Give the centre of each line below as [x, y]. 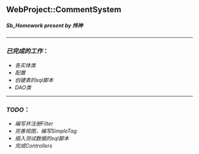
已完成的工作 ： [28, 51]
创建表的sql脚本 [34, 80]
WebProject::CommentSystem [64, 10]
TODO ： [18, 110]
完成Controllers [33, 145]
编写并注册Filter [34, 123]
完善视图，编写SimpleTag [46, 131]
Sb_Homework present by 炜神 [44, 25]
